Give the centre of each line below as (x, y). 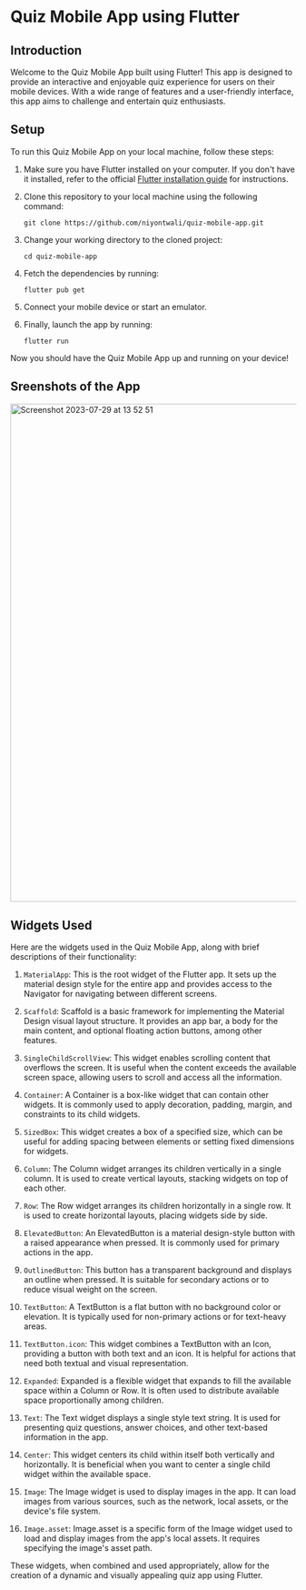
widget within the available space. (87, 1474)
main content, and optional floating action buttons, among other (143, 1031)
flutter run (46, 341)
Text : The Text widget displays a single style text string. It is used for (152, 1418)
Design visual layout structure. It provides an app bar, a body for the (151, 1021)
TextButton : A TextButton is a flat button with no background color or (152, 1307)
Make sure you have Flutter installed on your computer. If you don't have (159, 169)
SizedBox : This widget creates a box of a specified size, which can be (153, 1132)
